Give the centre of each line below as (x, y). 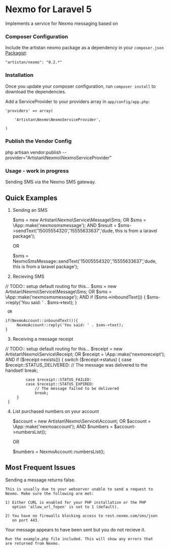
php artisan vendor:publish (33, 152)
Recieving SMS (28, 276)
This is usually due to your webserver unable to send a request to (79, 489)
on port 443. (26, 520)
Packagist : (16, 53)
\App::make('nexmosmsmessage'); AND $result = (64, 225)
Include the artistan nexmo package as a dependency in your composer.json (84, 48)
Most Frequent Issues (40, 467)
